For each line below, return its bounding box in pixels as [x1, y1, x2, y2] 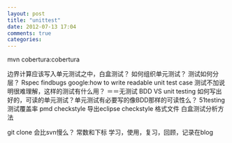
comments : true [7, 29, 52, 37]
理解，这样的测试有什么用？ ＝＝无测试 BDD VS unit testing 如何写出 [25, 87, 222, 96]
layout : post [7, 10, 45, 17]
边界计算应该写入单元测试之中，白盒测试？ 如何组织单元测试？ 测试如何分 [7, 70, 219, 78]
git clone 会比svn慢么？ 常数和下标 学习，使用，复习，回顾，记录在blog [7, 128, 213, 137]
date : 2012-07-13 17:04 [7, 23, 77, 30]
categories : [7, 36, 42, 43]
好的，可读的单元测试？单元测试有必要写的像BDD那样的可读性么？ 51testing [7, 96, 226, 105]
